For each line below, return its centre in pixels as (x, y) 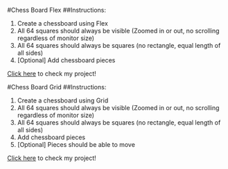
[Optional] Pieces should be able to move (76, 144)
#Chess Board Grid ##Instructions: (57, 87)
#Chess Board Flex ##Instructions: (56, 10)
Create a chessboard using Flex (63, 23)
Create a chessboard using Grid (63, 100)
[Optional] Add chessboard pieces (66, 60)
